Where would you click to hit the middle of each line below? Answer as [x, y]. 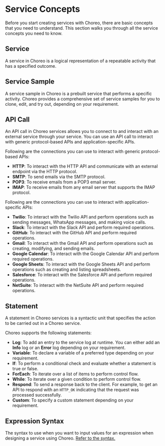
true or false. [25, 369]
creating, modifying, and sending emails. [53, 249]
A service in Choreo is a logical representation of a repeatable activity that [81, 61]
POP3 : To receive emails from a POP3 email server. [64, 182]
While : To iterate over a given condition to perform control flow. [77, 379]
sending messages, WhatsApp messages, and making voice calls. [79, 222]
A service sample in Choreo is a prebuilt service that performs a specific [79, 93]
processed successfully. [37, 395]
